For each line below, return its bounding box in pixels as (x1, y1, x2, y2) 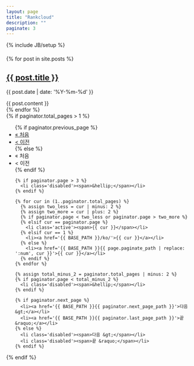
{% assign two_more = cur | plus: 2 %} (20, 209, 119, 215)
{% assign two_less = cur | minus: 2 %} (20, 204, 122, 210)
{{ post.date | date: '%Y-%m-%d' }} (6, 89, 94, 96)
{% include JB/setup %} (6, 42, 65, 49)
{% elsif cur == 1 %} (20, 230, 74, 236)
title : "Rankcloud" (6, 14, 55, 20)
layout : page (6, 8, 39, 15)
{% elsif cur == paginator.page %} (20, 219, 109, 226)
